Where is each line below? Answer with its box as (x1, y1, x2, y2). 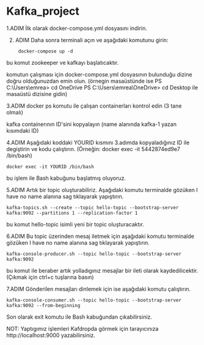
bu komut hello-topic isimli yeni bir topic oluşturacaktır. (6, 220, 145, 228)
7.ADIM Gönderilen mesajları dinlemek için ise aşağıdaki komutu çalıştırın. (6, 285, 191, 292)
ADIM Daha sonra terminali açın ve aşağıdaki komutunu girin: (15, 36, 169, 43)
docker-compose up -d (18, 48, 73, 54)
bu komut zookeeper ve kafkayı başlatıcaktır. (6, 59, 119, 66)
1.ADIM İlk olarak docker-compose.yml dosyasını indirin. (6, 24, 148, 32)
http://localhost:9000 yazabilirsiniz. (6, 332, 96, 339)
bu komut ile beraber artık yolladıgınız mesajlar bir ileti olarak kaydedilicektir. (6, 267, 199, 274)
